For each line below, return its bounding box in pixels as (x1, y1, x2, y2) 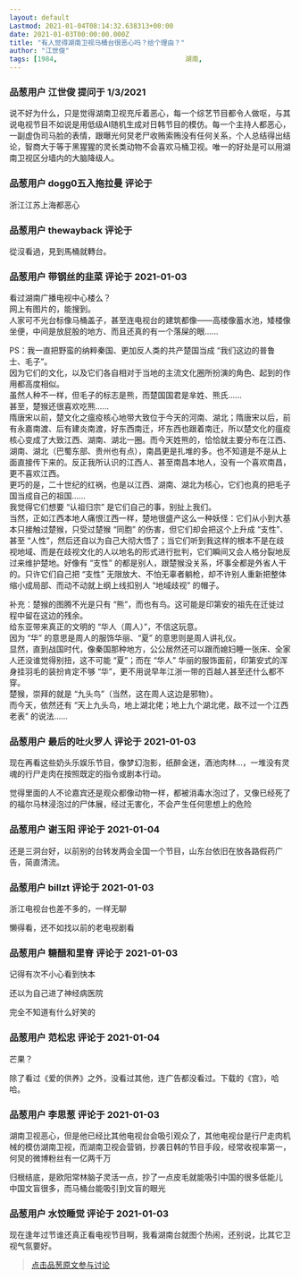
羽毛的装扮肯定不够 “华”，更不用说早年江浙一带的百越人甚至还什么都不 (24, 666, 285, 677)
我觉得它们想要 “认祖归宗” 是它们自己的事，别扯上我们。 (9, 502, 217, 513)
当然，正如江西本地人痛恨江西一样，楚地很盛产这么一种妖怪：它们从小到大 (9, 513, 283, 524)
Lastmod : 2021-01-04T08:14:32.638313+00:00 (9, 21, 174, 30)
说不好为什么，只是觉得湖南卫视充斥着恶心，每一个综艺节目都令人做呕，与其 (9, 108, 291, 119)
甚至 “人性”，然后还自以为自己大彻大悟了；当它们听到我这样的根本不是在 (9, 535, 277, 546)
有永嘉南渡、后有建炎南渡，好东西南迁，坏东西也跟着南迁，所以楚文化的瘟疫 (9, 423, 291, 434)
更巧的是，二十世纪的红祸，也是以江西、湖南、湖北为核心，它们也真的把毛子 (9, 480, 291, 490)
